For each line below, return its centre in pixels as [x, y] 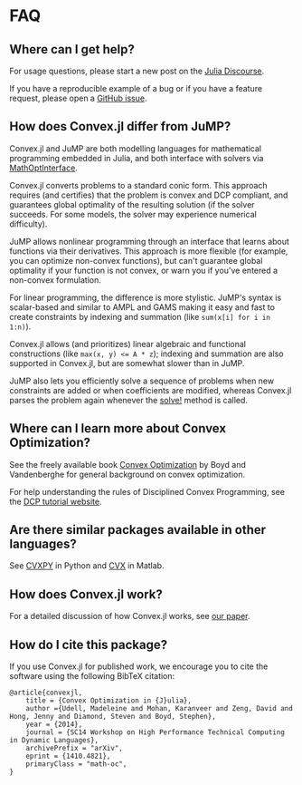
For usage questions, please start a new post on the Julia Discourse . [137, 71]
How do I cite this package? [89, 644]
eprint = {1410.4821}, [68, 756]
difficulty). [28, 224]
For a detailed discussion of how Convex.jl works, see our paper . [130, 616]
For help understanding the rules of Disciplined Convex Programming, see [147, 491]
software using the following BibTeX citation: [92, 676]
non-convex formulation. [55, 280]
